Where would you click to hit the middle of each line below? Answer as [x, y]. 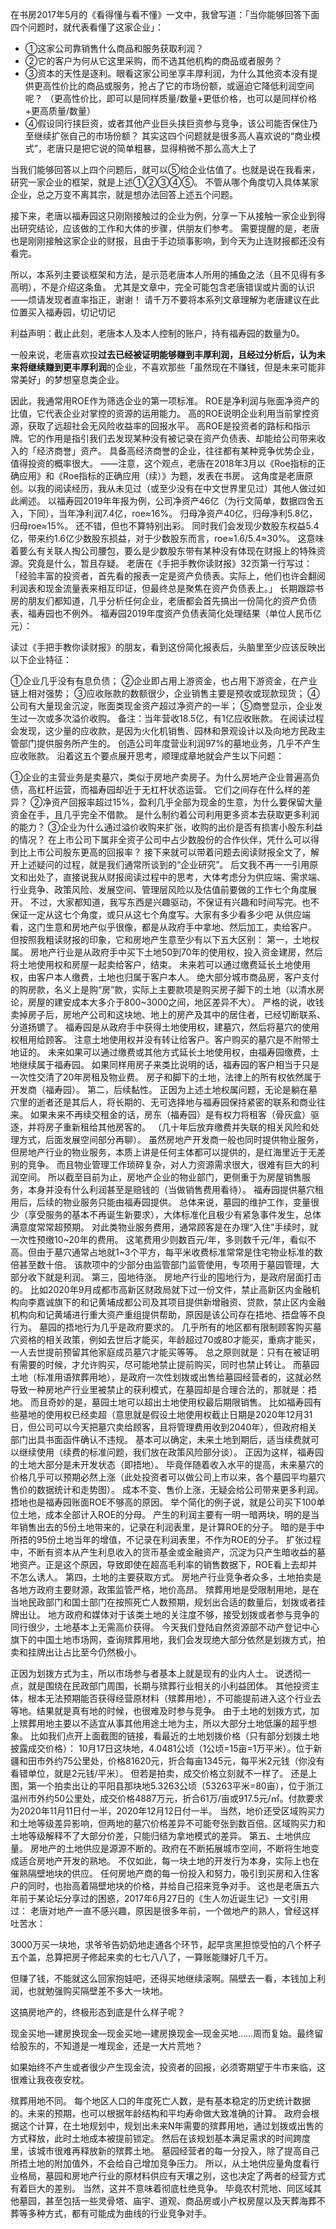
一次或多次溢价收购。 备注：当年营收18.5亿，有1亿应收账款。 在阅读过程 [176, 718]
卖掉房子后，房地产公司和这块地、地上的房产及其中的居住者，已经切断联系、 [168, 1014]
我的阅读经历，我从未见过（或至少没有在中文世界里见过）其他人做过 [176, 488]
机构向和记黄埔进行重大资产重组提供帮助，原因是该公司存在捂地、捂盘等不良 [168, 1314]
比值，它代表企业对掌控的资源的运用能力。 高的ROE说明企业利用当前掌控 [161, 413]
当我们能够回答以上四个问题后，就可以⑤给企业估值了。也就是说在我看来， [165, 169]
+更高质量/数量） [60, 111]
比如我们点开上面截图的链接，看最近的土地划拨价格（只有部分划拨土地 [174, 1736]
